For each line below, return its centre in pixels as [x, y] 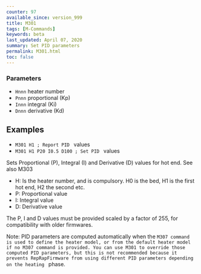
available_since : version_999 [44, 18]
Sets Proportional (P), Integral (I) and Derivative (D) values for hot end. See [100, 162]
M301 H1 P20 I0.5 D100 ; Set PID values [67, 151]
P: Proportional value [41, 193]
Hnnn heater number [40, 91]
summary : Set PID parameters [43, 46]
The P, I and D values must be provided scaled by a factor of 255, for [92, 218]
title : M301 [21, 23]
